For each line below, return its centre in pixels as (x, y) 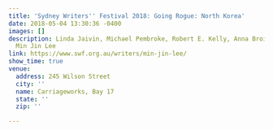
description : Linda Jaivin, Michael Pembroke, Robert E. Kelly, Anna (129, 39)
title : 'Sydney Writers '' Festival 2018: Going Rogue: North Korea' (127, 16)
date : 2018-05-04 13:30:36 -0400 (65, 24)
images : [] (27, 31)
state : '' (32, 99)
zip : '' (29, 106)
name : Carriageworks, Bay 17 (65, 91)
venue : (19, 69)
